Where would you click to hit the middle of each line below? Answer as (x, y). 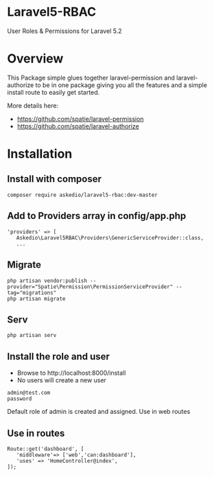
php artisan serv (32, 336)
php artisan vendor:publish (47, 281)
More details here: (33, 105)
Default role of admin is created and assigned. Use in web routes (99, 412)
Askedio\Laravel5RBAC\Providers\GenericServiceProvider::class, (110, 237)
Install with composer (54, 179)
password (20, 399)
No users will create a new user (61, 380)
